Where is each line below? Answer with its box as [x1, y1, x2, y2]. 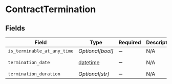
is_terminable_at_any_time [8, 48, 74, 54]
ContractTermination [5, 4, 96, 15]
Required [118, 39, 141, 46]
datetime [78, 59, 100, 66]
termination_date [8, 60, 50, 65]
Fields [5, 24, 26, 33]
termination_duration [8, 71, 60, 77]
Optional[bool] [78, 47, 114, 54]
